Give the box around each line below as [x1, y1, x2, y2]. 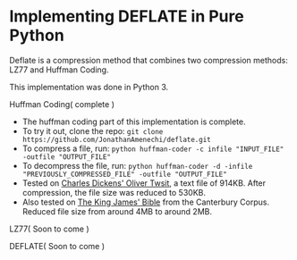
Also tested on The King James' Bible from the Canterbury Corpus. [21, 197, 270, 207]
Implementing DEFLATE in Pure [9, 6, 244, 27]
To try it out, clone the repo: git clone [21, 125, 164, 136]
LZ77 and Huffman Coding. [9, 64, 109, 75]
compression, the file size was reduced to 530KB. [21, 187, 206, 197]
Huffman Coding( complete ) [9, 98, 115, 109]
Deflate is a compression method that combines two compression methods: [9, 55, 288, 65]
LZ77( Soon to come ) [9, 223, 89, 234]
